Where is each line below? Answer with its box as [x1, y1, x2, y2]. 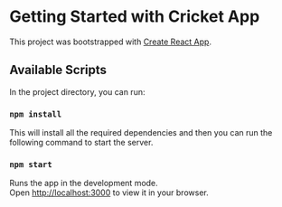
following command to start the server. [9, 137, 154, 148]
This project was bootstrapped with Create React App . [9, 36, 212, 47]
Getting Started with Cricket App [9, 6, 260, 27]
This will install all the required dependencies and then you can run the [9, 127, 273, 138]
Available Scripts [9, 62, 107, 78]
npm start [9, 159, 52, 169]
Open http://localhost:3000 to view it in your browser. [9, 187, 210, 198]
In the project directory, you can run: [9, 86, 146, 97]
